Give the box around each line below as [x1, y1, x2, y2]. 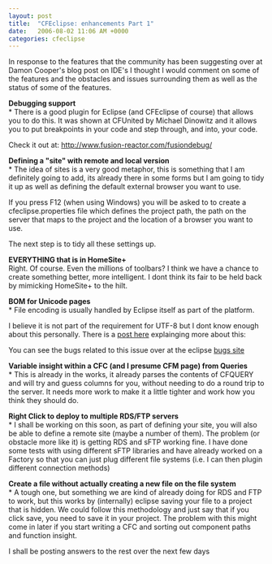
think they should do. [8, 396, 79, 406]
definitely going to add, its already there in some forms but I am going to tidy [8, 173, 265, 183]
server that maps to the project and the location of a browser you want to [8, 215, 253, 224]
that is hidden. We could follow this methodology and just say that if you [8, 505, 249, 514]
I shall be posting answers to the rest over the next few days [8, 546, 210, 557]
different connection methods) [8, 463, 110, 473]
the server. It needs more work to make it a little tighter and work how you [8, 387, 256, 397]
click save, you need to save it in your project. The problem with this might [8, 514, 257, 523]
